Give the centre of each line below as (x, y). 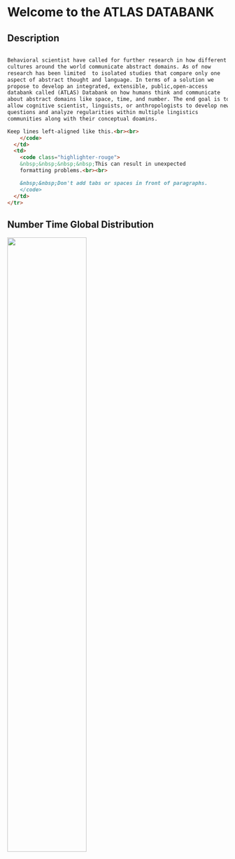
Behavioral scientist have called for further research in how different (117, 60)
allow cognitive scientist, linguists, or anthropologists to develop (112, 106)
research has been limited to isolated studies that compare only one (114, 73)
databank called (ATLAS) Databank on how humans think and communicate (114, 93)
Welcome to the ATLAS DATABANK (111, 12)
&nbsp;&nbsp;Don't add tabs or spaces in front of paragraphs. (114, 183)
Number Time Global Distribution (80, 224)
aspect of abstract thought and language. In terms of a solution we (111, 80)
